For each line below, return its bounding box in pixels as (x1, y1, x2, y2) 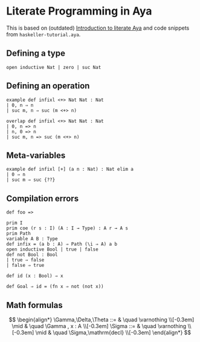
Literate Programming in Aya (6, 4, 152, 18)
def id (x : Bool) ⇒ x (6, 273, 63, 279)
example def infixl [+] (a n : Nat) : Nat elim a (6, 166, 134, 173)
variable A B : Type (6, 236, 59, 242)
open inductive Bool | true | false (6, 246, 98, 252)
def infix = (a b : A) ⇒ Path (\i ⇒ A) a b (6, 241, 118, 248)
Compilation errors (6, 193, 79, 203)
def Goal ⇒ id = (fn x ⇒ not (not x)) (6, 283, 104, 290)
